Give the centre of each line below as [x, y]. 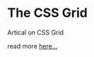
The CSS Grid [48, 13]
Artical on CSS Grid [35, 32]
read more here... [33, 46]
